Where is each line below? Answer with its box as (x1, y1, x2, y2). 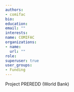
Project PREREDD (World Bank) (5, 81, 69, 87)
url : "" (9, 49, 26, 54)
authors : (5, 7, 23, 12)
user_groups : (5, 63, 32, 68)
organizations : (5, 40, 37, 45)
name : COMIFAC (5, 35, 35, 40)
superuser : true (5, 58, 39, 63)
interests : (5, 30, 28, 35)
